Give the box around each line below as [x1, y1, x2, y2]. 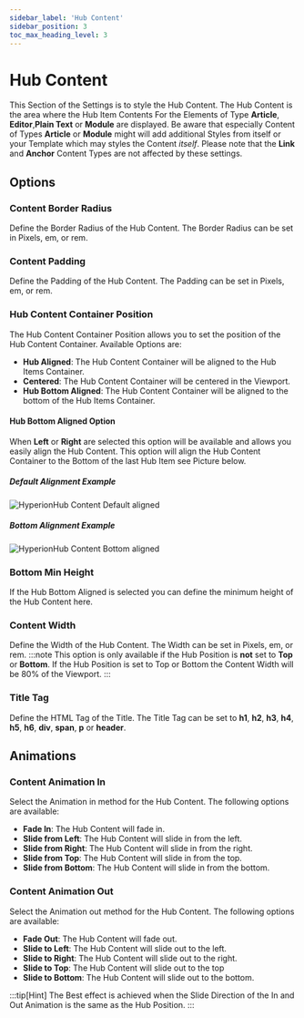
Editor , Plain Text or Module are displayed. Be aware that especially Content [9, 119, 296, 130]
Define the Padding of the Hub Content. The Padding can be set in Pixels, [9, 275, 285, 287]
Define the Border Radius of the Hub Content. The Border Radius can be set [9, 222, 294, 233]
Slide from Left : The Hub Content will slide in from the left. [22, 833, 243, 844]
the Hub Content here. [9, 596, 94, 607]
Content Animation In [9, 776, 106, 788]
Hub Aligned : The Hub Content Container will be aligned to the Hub [22, 356, 277, 367]
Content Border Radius [9, 201, 112, 214]
